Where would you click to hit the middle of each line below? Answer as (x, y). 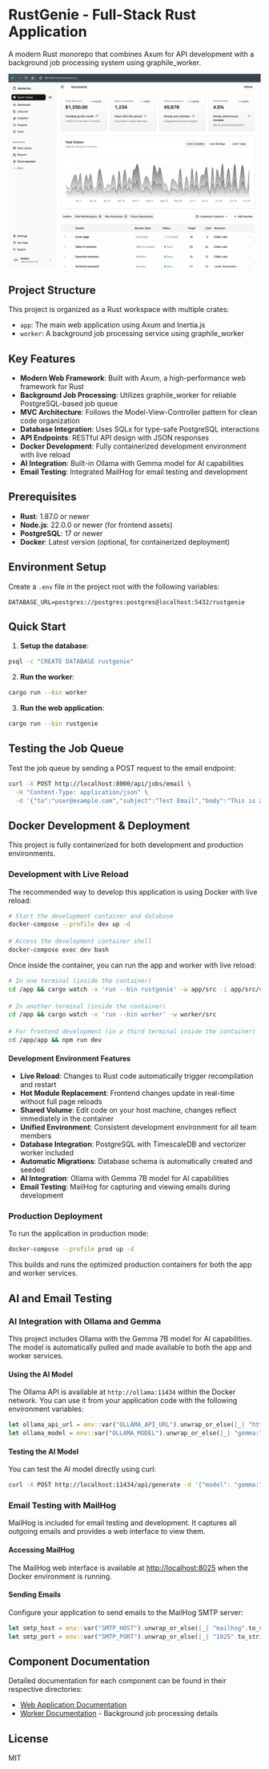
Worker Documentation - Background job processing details (119, 1714)
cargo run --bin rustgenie (53, 724)
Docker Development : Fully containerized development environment (133, 446)
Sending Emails (35, 1595)
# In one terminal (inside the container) (80, 980)
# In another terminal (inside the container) (87, 1006)
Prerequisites (42, 497)
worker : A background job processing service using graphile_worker (132, 334)
